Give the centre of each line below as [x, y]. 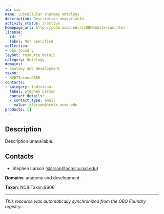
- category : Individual [29, 87]
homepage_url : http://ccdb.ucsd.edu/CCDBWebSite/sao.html [65, 28]
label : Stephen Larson [32, 91]
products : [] [18, 110]
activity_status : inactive [32, 23]
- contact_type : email [32, 101]
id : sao [13, 10]
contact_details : [27, 96]
